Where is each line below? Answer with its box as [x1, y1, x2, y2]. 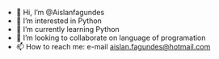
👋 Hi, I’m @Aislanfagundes [15, 8, 105, 17]
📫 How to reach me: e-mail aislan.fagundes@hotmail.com [15, 42, 211, 51]
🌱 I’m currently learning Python [15, 25, 120, 33]
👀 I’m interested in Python [15, 16, 103, 26]
